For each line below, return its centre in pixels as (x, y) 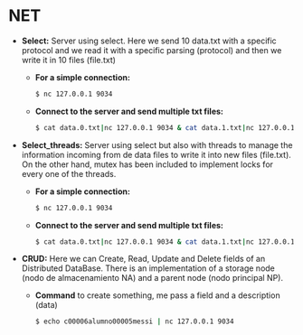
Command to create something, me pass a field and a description (158, 295)
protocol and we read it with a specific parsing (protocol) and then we (151, 50)
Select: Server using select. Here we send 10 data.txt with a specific (149, 41)
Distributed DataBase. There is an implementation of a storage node (148, 268)
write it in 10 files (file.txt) (69, 60)
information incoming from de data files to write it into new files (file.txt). (156, 154)
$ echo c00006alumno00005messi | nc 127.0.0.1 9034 (134, 321)
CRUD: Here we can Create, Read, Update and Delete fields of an (143, 259)
